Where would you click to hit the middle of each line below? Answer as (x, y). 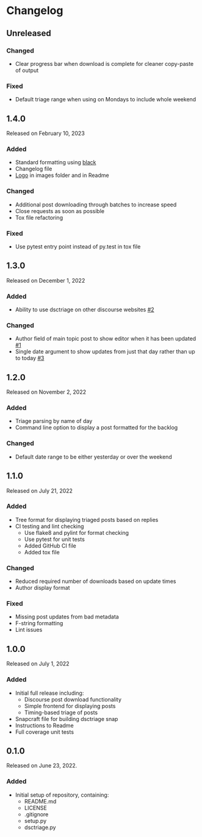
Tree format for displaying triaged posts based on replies (87, 520)
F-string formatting (39, 623)
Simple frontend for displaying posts (70, 706)
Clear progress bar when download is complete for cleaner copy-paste (104, 63)
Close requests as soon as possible (60, 211)
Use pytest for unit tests (55, 539)
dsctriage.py (40, 827)
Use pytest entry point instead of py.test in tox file (78, 246)
